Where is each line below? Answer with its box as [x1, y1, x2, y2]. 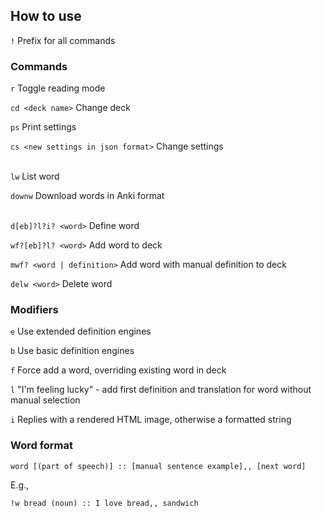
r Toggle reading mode [10, 82, 106, 94]
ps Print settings [10, 121, 77, 133]
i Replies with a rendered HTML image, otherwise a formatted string [10, 414, 292, 426]
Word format [10, 439, 74, 453]
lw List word [10, 170, 60, 183]
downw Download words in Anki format [10, 190, 165, 202]
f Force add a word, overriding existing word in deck [10, 364, 227, 376]
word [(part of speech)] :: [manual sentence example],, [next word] [10, 461, 307, 471]
